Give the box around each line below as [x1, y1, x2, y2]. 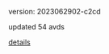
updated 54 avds [8, 22, 65, 31]
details [8, 37, 31, 47]
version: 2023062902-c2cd [8, 7, 101, 16]
